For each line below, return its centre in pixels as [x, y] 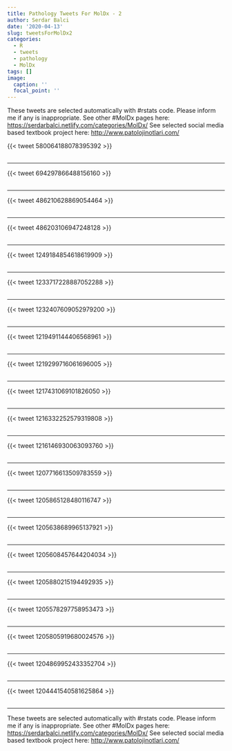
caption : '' [31, 84]
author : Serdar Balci [38, 20]
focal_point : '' [37, 91]
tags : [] [20, 71]
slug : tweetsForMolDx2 [40, 33]
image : [17, 78]
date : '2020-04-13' [35, 26]
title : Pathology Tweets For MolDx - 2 [65, 13]
